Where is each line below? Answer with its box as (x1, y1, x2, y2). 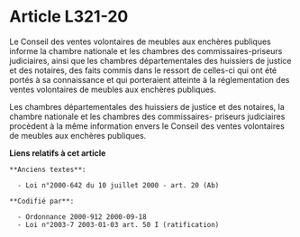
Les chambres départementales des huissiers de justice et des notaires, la (9, 101, 286, 112)
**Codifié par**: (9, 196, 75, 205)
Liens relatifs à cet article (9, 147, 106, 159)
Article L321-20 (9, 6, 129, 27)
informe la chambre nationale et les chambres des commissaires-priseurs (9, 45, 283, 56)
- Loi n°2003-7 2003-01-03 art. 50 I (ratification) (17, 220, 220, 229)
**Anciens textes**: (9, 165, 87, 174)
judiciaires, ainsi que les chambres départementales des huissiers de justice (9, 55, 292, 66)
